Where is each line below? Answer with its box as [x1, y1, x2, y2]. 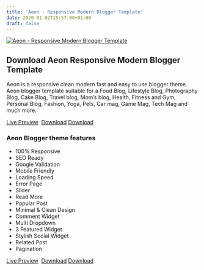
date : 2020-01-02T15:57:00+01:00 [6, 15, 92, 21]
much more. [6, 107, 37, 114]
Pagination [15, 246, 43, 253]
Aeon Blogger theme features [6, 134, 96, 143]
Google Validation [15, 160, 60, 168]
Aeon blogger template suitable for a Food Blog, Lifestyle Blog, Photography [6, 87, 198, 95]
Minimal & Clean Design [15, 206, 75, 214]
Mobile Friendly [15, 167, 55, 174]
